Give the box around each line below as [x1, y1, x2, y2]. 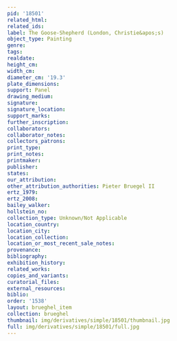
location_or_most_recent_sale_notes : [7, 240, 115, 247]
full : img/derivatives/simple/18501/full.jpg [7, 323, 139, 330]
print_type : [7, 144, 41, 151]
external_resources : [7, 285, 67, 292]
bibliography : [7, 253, 48, 260]
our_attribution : [7, 176, 57, 183]
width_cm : [7, 67, 36, 74]
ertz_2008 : [7, 195, 38, 203]
